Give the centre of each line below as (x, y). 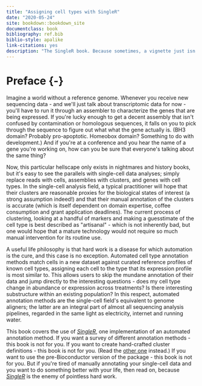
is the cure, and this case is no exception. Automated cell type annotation (97, 255)
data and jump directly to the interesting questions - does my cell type (93, 281)
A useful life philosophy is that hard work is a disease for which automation (99, 249)
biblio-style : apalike (35, 40)
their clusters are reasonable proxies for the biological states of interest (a (98, 192)
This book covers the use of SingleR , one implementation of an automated (98, 331)
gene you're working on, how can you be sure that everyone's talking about (100, 149)
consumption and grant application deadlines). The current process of (93, 212)
